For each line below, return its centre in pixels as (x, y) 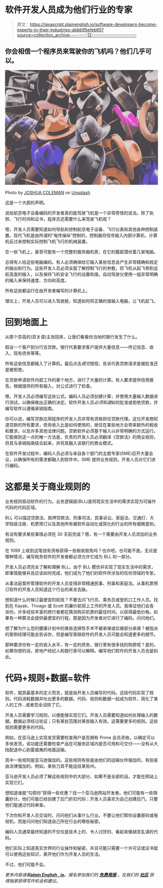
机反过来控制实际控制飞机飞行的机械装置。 (48, 241)
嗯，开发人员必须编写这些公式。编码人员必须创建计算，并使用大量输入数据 (79, 396)
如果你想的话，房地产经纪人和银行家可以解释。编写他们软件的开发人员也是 (79, 650)
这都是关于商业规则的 (48, 487)
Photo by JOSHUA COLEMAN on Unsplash (48, 192)
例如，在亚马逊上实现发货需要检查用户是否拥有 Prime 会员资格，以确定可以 (80, 737)
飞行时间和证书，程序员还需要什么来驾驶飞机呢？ (62, 219)
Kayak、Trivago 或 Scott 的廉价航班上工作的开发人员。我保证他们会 (82, 606)
